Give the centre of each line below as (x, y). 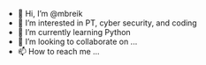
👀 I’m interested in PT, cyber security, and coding (107, 23)
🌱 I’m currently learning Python (74, 32)
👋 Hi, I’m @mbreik (50, 14)
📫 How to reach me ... (58, 51)
